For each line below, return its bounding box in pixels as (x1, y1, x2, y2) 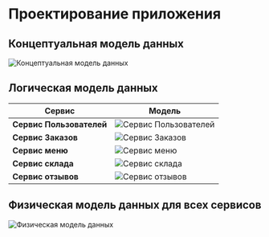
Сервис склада (12, 157, 74, 169)
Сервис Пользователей (12, 118, 108, 129)
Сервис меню (12, 145, 68, 156)
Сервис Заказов (12, 132, 78, 143)
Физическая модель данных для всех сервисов (8, 198, 262, 212)
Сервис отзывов (12, 170, 79, 182)
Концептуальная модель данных (8, 37, 185, 51)
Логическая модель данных (8, 81, 158, 95)
